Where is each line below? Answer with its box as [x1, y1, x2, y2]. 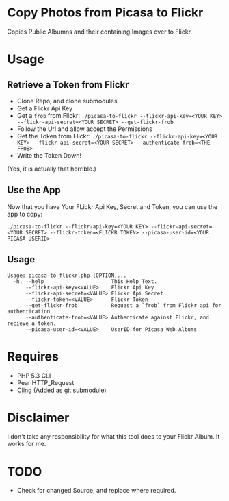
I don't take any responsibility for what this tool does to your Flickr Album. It [7, 432, 220, 441]
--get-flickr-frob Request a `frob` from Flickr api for [25, 302, 222, 309]
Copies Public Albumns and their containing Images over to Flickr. [7, 27, 193, 36]
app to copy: [7, 210, 43, 218]
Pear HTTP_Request [16, 378, 75, 387]
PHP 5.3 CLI [16, 371, 51, 380]
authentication [7, 308, 51, 315]
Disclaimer [7, 410, 70, 426]
